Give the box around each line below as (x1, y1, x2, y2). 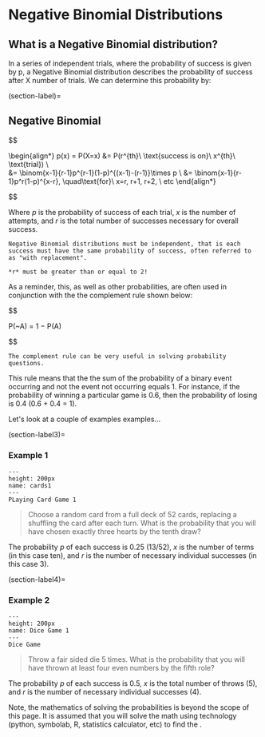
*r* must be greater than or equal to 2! (8, 268, 148, 276)
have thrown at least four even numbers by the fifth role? (27, 663, 215, 673)
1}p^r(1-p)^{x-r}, (8, 176, 61, 185)
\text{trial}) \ (8, 159, 49, 169)
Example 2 (8, 595, 50, 606)
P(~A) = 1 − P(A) (8, 321, 62, 331)
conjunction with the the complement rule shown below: (8, 290, 193, 300)
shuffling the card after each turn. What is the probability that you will (27, 518, 257, 528)
